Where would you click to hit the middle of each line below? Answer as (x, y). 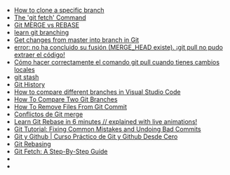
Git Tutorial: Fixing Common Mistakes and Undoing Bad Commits (107, 129)
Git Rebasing (32, 144)
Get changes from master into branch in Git (76, 40)
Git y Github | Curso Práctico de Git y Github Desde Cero (96, 136)
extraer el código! (39, 55)
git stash (26, 77)
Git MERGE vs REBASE (46, 25)
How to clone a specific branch (59, 10)
